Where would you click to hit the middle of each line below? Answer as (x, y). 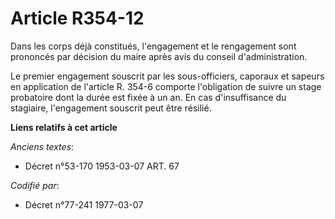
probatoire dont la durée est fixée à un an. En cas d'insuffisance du (148, 97)
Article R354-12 (77, 18)
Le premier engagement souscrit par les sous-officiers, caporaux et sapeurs (167, 76)
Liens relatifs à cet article (64, 127)
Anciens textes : (42, 146)
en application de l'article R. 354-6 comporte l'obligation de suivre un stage (166, 86)
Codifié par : (35, 185)
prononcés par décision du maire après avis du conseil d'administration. (159, 56)
